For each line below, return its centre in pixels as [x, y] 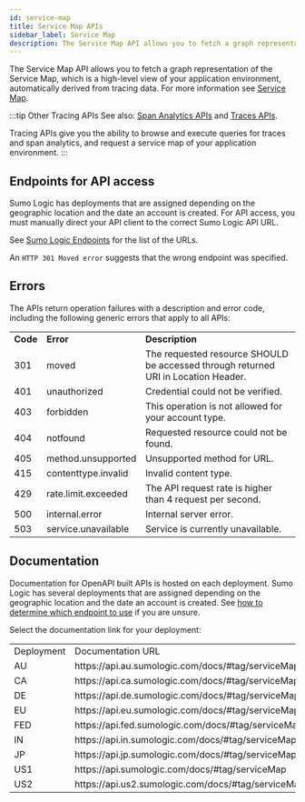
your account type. [185, 417]
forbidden [68, 412]
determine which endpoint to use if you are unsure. [105, 612]
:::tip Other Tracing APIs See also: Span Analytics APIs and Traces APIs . [144, 115]
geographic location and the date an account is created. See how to [136, 602]
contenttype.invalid [88, 473]
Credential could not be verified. [214, 391]
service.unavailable [88, 528]
